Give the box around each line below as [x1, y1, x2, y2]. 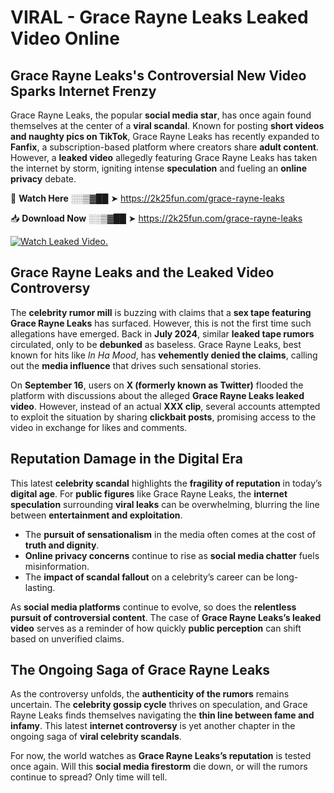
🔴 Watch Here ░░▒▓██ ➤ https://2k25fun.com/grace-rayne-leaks [10, 192, 285, 204]
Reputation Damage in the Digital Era [10, 451, 243, 468]
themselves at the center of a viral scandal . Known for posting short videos [10, 120, 325, 131]
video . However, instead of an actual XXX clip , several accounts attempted [10, 400, 321, 412]
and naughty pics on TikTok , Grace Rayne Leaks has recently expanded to [10, 131, 320, 142]
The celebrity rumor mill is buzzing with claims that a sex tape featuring [10, 306, 312, 318]
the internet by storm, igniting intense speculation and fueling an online [10, 162, 308, 174]
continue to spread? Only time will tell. [10, 771, 168, 783]
